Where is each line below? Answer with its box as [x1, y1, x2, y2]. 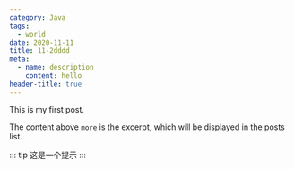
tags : [9, 21, 30, 30]
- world [17, 30, 47, 38]
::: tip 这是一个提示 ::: [9, 149, 87, 160]
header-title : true [9, 80, 82, 89]
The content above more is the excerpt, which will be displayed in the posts [9, 122, 285, 132]
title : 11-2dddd [9, 46, 70, 55]
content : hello [25, 72, 82, 80]
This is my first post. [9, 104, 85, 114]
